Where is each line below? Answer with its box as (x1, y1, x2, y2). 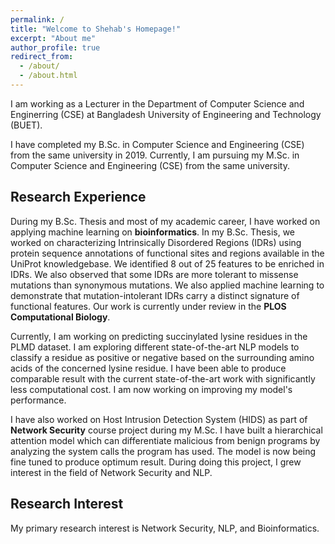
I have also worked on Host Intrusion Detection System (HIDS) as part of (10, 413, 308, 425)
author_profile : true (10, 42, 101, 53)
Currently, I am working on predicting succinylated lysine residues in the (10, 330, 308, 342)
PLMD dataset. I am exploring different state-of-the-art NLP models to (10, 341, 300, 353)
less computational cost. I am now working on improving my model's (10, 383, 293, 395)
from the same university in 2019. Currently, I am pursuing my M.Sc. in (10, 149, 300, 161)
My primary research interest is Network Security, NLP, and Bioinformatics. (10, 522, 320, 534)
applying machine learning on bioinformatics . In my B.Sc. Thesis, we (10, 226, 296, 238)
